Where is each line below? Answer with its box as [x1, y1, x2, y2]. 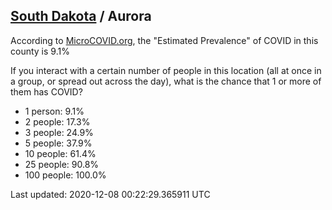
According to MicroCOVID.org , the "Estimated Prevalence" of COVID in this [10, 34, 319, 46]
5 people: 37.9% [24, 137, 93, 149]
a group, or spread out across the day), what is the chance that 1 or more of [10, 75, 322, 87]
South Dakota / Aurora [10, 8, 152, 25]
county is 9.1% [10, 45, 70, 57]
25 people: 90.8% [24, 158, 100, 170]
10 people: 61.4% [24, 147, 97, 159]
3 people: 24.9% [24, 126, 94, 138]
